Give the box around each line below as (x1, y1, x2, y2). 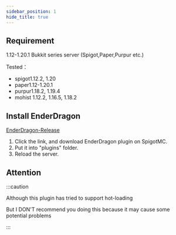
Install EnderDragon (6, 111, 81, 121)
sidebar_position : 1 (6, 8, 57, 15)
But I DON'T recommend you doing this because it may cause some (6, 206, 170, 213)
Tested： (6, 63, 28, 70)
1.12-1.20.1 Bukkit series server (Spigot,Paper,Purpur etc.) (6, 51, 144, 59)
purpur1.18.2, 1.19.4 (14, 88, 60, 95)
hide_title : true (6, 14, 49, 20)
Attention (6, 167, 41, 177)
